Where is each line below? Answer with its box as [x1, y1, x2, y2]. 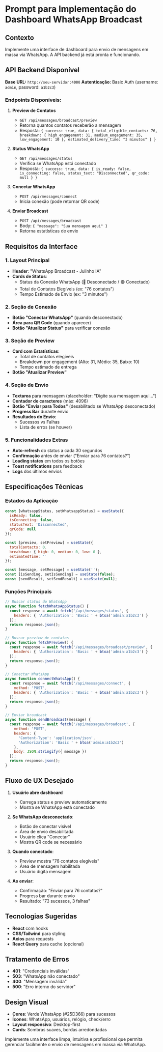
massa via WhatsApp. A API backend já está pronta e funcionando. [5, 52, 141, 57]
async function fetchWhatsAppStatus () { [5, 604, 89, 609]
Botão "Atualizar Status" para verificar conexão [12, 325, 110, 331]
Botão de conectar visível [19, 823, 71, 829]
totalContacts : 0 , [9, 544, 48, 550]
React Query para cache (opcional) [12, 941, 84, 947]
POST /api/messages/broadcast [19, 219, 82, 224]
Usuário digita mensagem [19, 868, 72, 874]
